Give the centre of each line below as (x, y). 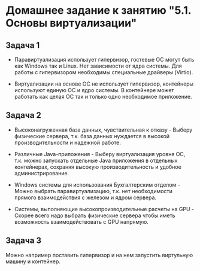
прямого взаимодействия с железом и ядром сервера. (85, 197)
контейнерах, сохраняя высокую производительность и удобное (98, 167)
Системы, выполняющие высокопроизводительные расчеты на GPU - (104, 209)
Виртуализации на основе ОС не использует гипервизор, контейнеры (104, 84)
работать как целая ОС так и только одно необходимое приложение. (103, 97)
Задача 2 (23, 115)
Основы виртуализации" (71, 23)
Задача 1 (23, 45)
